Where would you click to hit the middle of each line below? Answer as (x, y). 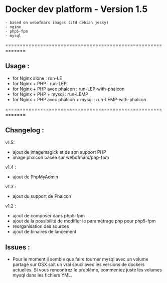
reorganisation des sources (41, 226)
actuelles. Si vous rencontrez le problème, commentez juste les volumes (87, 270)
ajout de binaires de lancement (44, 231)
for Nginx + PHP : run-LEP (39, 83)
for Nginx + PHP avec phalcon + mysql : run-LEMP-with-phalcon (79, 99)
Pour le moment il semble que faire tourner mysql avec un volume (80, 259)
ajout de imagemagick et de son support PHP (59, 152)
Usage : (18, 66)
